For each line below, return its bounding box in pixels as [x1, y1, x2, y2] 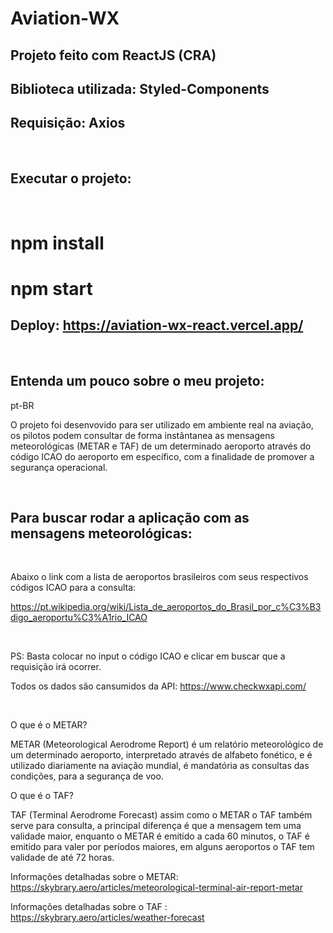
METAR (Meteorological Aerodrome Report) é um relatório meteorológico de [10, 738, 324, 751]
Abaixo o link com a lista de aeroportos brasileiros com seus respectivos [10, 571, 309, 583]
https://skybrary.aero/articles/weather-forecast [10, 912, 205, 924]
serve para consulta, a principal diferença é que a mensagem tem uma [10, 820, 302, 832]
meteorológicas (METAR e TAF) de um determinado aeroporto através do [10, 440, 312, 452]
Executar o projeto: [10, 170, 132, 187]
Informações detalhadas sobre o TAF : [10, 901, 168, 913]
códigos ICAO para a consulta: [10, 582, 137, 594]
